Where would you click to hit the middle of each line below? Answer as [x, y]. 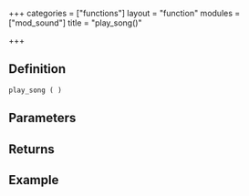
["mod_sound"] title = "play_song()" [75, 23]
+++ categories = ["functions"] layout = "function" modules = [124, 13]
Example [34, 180]
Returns [32, 149]
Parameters [42, 118]
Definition [37, 69]
